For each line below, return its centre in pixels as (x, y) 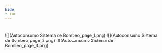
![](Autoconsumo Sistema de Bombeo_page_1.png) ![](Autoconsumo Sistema (81, 35)
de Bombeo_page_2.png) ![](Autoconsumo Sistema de (59, 40)
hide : (10, 9)
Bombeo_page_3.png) (27, 45)
